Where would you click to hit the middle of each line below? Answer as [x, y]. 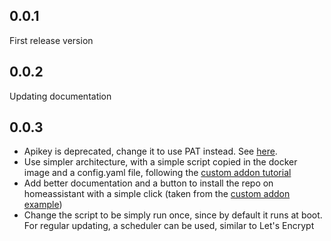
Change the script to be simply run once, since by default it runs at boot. [173, 215]
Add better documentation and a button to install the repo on [148, 183]
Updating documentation [60, 96]
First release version [51, 40]
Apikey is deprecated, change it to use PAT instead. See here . [150, 151]
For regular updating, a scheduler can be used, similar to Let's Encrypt [169, 226]
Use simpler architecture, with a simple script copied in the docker [160, 162]
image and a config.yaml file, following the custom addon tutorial [157, 173]
